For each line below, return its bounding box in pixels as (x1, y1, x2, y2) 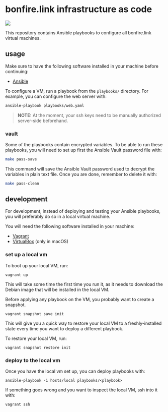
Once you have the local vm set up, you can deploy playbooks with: (5, 368, 145, 374)
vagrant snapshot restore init (5, 345, 71, 350)
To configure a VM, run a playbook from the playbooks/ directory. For (5, 88, 149, 94)
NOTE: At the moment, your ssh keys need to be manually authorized (17, 112, 161, 118)
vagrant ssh (5, 402, 30, 407)
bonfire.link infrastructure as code (5, 4, 152, 15)
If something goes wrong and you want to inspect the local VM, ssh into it (5, 387, 158, 393)
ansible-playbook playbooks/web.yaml (5, 103, 85, 108)
